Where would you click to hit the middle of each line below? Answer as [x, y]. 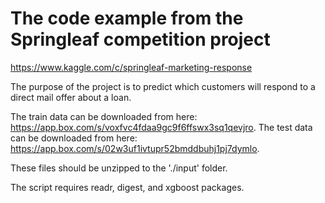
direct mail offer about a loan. [71, 97]
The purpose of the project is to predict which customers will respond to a [163, 86]
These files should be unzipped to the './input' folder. [119, 168]
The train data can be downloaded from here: [104, 116]
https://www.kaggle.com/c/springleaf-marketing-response [131, 67]
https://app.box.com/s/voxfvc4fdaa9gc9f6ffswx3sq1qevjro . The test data [161, 127]
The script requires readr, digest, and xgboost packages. [127, 187]
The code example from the [127, 18]
